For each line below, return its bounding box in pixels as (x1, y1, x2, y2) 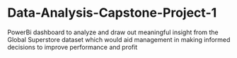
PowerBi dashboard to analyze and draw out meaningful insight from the (7, 28, 219, 36)
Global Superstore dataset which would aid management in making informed (7, 35, 231, 43)
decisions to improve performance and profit (7, 43, 138, 51)
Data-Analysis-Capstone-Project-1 (7, 5, 217, 21)
